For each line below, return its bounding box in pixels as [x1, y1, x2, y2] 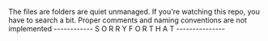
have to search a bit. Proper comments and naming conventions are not [8, 15, 247, 25]
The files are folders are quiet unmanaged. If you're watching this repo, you [8, 7, 261, 16]
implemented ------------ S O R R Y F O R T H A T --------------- [8, 24, 225, 33]
